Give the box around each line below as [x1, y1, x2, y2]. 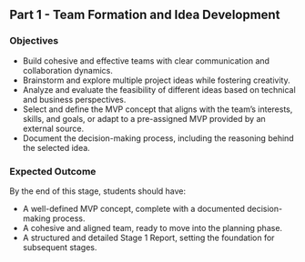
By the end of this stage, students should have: [9, 186, 187, 196]
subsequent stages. [22, 241, 97, 253]
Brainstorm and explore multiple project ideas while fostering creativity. [22, 75, 290, 86]
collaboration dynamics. [22, 65, 114, 76]
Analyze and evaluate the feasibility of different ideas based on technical [22, 84, 296, 95]
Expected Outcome [9, 165, 97, 177]
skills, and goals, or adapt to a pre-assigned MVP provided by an [22, 113, 266, 124]
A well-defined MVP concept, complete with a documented [22, 203, 246, 214]
